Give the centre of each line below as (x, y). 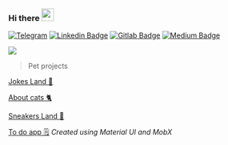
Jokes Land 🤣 (31, 82)
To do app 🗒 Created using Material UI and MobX (90, 132)
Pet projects (48, 66)
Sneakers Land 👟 (36, 116)
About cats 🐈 (30, 98)
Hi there (24, 18)
